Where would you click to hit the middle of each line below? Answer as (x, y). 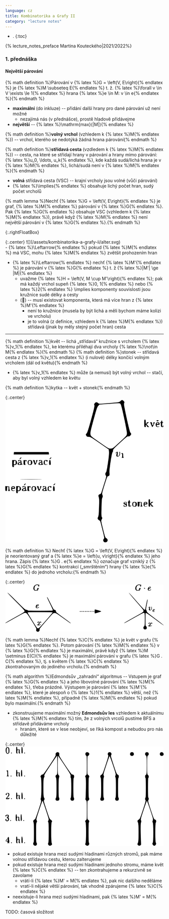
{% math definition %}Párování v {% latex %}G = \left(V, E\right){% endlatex (84, 82)
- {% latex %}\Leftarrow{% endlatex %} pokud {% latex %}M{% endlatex (81, 247)
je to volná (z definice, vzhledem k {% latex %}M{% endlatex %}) (95, 321)
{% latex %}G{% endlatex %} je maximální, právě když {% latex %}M (77, 650)
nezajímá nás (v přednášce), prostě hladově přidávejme (77, 119)
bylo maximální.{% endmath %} (38, 703)
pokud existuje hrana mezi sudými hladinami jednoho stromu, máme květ (88, 865)
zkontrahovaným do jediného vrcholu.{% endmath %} (61, 666)
